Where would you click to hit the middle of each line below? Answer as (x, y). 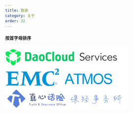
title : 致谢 (17, 10)
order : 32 (15, 21)
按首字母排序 (18, 38)
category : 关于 (20, 16)
